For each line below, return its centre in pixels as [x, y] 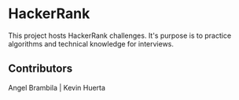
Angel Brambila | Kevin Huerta [57, 87]
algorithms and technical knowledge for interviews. [91, 43]
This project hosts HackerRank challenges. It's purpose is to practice [120, 35]
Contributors [40, 69]
